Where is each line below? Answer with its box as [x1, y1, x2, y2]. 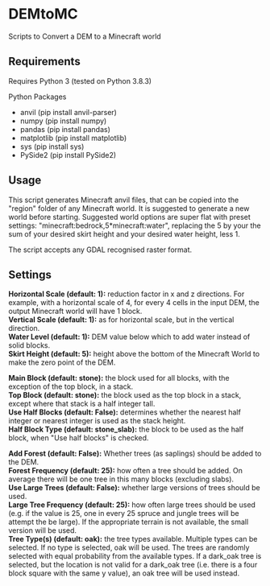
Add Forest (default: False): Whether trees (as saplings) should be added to [8, 448, 262, 459]
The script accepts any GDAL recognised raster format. [8, 245, 192, 254]
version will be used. [8, 526, 77, 535]
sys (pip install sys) [19, 142, 85, 151]
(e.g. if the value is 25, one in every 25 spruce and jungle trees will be [8, 509, 239, 518]
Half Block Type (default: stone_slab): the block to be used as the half [8, 424, 244, 435]
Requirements [8, 55, 81, 68]
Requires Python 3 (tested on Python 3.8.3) [8, 76, 152, 85]
